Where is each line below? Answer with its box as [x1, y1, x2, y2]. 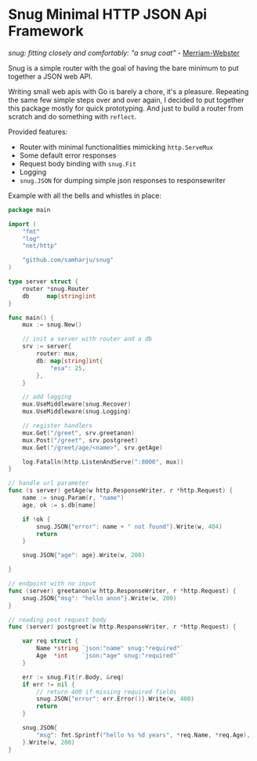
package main [8, 206, 51, 213]
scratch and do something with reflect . [8, 111, 137, 121]
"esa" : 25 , [49, 364, 86, 372]
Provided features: [8, 127, 68, 137]
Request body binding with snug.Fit [19, 158, 137, 168]
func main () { [8, 314, 55, 322]
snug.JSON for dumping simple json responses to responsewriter [19, 175, 226, 185]
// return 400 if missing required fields [36, 688, 177, 696]
